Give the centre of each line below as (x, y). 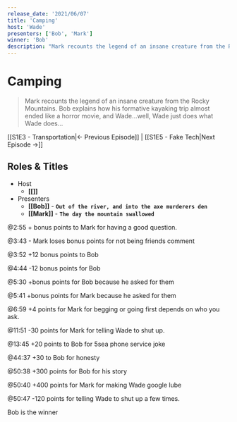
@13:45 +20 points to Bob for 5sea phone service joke (86, 344)
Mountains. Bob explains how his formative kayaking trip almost (117, 108)
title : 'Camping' (33, 20)
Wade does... (44, 123)
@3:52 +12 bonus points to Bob (53, 254)
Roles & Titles (38, 167)
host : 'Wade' (26, 27)
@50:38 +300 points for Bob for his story (67, 371)
